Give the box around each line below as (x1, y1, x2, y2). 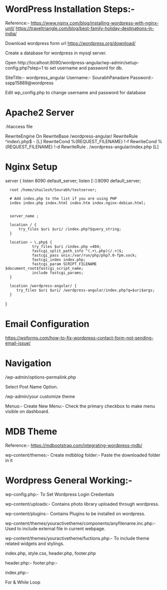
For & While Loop (5, 579, 41, 585)
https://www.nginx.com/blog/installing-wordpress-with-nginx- (30, 20, 159, 26)
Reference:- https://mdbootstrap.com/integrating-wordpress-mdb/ (5, 442, 143, 448)
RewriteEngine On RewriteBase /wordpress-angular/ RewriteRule (5, 133, 138, 139)
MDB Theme (5, 425, 57, 437)
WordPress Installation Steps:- (5, 3, 135, 15)
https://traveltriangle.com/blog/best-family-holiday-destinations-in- (15, 25, 155, 31)
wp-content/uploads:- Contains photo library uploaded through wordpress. (5, 501, 160, 507)
